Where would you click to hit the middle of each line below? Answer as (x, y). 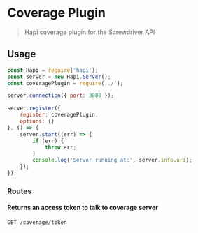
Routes (20, 191)
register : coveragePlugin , (59, 115)
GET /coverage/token (37, 223)
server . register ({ (34, 108)
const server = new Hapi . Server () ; (59, 77)
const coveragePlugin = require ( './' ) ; (65, 83)
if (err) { (48, 141)
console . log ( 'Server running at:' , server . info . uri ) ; (112, 160)
